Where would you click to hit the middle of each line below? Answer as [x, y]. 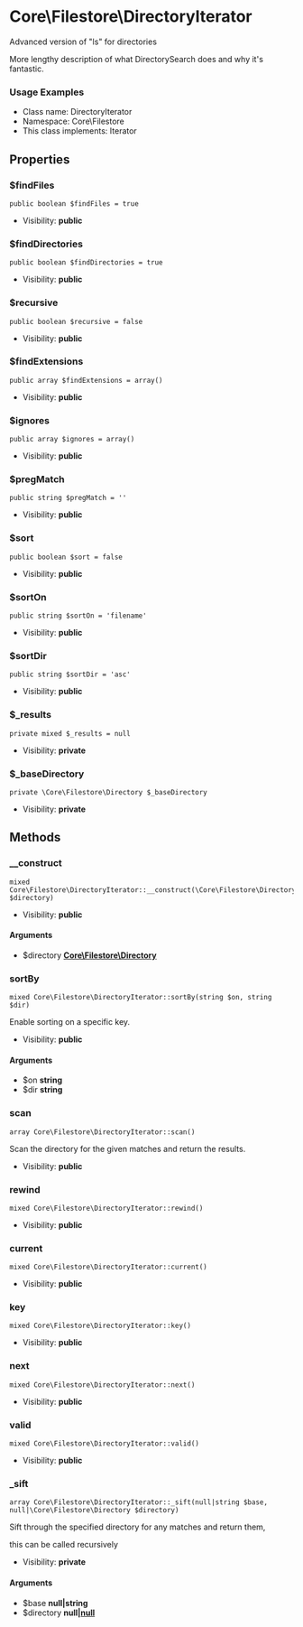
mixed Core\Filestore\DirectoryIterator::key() [101, 1326]
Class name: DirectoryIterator [77, 112]
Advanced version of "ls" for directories [83, 42]
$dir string [42, 1090]
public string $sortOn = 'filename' [78, 616]
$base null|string [55, 1603]
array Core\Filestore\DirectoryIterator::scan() [102, 1132]
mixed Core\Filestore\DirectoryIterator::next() [102, 1385]
